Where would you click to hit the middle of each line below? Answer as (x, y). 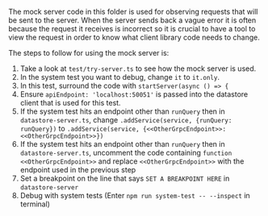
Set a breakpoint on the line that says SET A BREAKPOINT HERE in (125, 178)
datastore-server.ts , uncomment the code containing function (126, 153)
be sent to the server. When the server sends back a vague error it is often (132, 20)
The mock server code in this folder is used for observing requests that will (133, 12)
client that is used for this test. (70, 103)
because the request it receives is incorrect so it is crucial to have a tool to (132, 29)
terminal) (35, 204)
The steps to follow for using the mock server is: (89, 53)
